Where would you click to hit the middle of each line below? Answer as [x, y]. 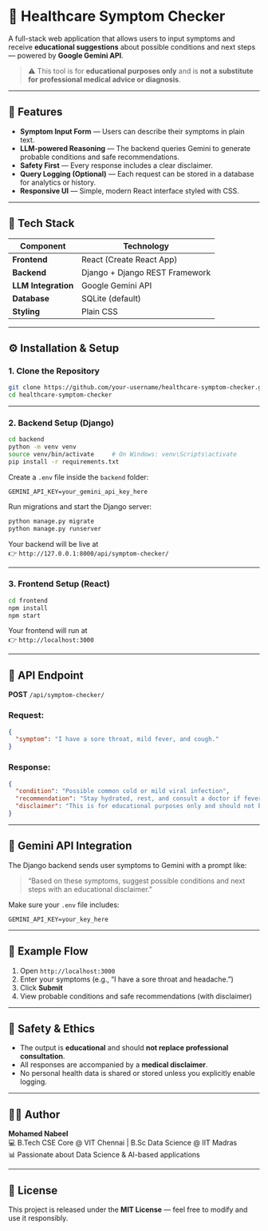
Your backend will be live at [53, 544]
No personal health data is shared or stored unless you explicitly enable [137, 1074]
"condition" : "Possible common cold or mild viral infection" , [122, 791]
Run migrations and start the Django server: [80, 506]
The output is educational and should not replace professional [124, 1048]
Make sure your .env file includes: [64, 904]
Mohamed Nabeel [38, 1133]
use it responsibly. [38, 1217]
